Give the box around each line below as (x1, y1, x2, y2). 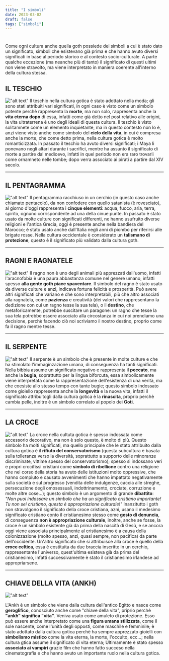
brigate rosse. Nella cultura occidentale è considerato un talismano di (5, 232, 150, 238)
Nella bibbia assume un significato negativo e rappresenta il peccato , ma (5, 367, 157, 373)
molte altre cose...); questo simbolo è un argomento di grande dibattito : (5, 490, 154, 496)
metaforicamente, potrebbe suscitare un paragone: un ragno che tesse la (5, 307, 157, 313)
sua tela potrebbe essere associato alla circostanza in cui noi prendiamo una (5, 312, 164, 318)
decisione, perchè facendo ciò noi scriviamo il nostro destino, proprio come (5, 318, 162, 324)
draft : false (5, 17, 33, 22)
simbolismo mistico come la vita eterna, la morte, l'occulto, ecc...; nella (5, 634, 154, 640)
